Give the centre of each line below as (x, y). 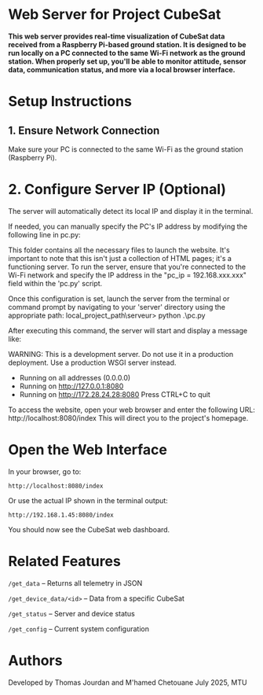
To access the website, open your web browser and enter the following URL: (131, 410)
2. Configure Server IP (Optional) (117, 189)
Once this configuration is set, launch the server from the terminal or (119, 298)
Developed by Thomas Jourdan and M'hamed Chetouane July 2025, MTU (128, 682)
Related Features (65, 561)
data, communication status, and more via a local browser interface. (122, 69)
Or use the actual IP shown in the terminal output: (88, 500)
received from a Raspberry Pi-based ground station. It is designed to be (127, 44)
